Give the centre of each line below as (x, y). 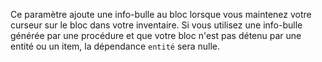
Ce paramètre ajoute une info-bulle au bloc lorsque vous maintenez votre (161, 14)
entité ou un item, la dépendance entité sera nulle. (115, 46)
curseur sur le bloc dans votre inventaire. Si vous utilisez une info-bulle (156, 25)
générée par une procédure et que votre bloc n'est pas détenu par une (156, 35)
